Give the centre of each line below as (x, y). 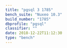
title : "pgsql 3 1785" (29, 10)
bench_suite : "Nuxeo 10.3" (34, 14)
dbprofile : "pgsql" (26, 24)
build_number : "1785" (28, 19)
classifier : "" (21, 28)
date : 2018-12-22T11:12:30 (34, 33)
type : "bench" (20, 38)
